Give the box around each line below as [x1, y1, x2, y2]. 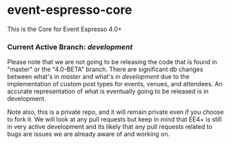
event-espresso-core [7, 2, 132, 18]
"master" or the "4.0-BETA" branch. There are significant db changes [7, 65, 203, 74]
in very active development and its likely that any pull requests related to [7, 123, 212, 131]
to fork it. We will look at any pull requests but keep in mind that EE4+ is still [7, 115, 222, 124]
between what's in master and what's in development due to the [7, 72, 190, 81]
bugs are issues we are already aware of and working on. [7, 130, 170, 138]
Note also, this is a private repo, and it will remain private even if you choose [7, 108, 224, 116]
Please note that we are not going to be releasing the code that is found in [7, 58, 217, 66]
